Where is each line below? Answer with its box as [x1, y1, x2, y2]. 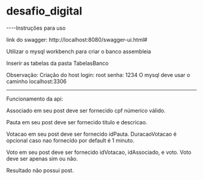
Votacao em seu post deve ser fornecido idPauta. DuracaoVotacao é [6, 130, 177, 138]
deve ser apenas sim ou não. [6, 155, 79, 162]
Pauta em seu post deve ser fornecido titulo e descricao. [6, 118, 147, 125]
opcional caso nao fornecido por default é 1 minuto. [6, 136, 135, 144]
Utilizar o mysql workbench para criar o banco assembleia [6, 47, 151, 55]
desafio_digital [6, 4, 83, 18]
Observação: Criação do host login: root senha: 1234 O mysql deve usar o [6, 71, 190, 78]
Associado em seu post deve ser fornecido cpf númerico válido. [6, 107, 166, 114]
